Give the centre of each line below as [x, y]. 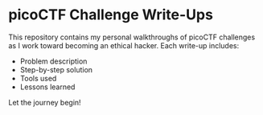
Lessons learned [47, 87]
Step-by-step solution [56, 69]
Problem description [53, 61]
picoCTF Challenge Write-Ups [111, 15]
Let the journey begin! [45, 102]
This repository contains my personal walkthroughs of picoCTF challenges [132, 37]
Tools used [38, 78]
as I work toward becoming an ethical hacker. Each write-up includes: [124, 45]
